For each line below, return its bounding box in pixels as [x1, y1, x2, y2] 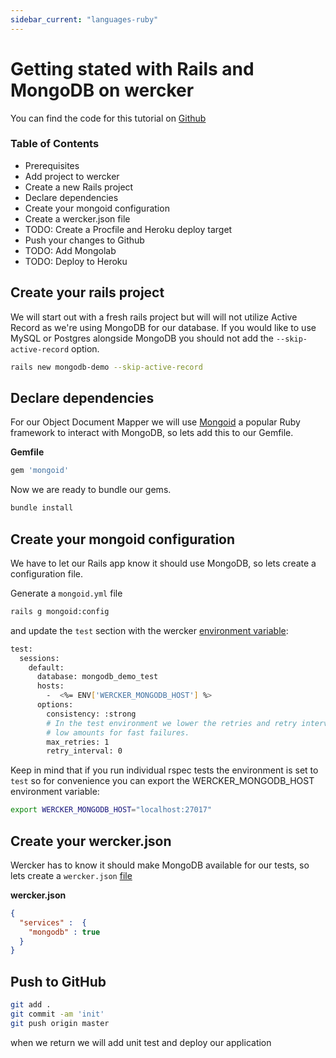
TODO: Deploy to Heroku [24, 255, 128, 267]
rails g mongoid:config [10, 606, 110, 616]
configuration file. [10, 567, 83, 580]
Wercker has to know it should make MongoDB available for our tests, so [10, 859, 310, 871]
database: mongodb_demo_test [36, 672, 159, 682]
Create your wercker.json [10, 832, 172, 850]
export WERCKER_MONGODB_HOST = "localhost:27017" [10, 805, 213, 815]
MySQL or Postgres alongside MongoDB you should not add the [10, 332, 274, 344]
